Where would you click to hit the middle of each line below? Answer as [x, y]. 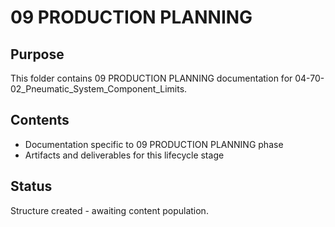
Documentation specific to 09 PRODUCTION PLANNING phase [154, 144]
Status [31, 186]
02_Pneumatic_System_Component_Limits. [99, 89]
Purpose [37, 54]
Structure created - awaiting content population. [109, 210]
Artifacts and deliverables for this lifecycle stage [124, 155]
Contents [40, 120]
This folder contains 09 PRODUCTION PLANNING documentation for [151, 78]
